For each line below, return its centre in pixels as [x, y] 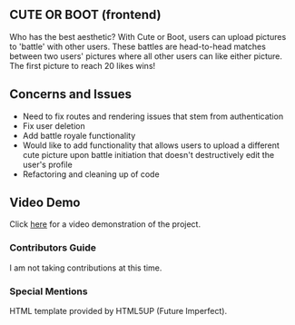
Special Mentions [49, 291]
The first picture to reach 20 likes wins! [83, 65]
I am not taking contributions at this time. [86, 268]
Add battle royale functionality [79, 135]
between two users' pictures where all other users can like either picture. [146, 56]
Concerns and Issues [71, 94]
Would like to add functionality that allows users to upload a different [151, 145]
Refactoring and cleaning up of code [91, 174]
